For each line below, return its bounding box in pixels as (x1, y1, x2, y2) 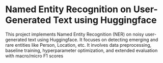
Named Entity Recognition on (5, 4, 131, 15)
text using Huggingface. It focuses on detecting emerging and (28, 37, 158, 43)
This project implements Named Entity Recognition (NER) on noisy (5, 31, 144, 37)
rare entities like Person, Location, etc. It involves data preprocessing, (5, 42, 152, 48)
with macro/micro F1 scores (5, 52, 64, 59)
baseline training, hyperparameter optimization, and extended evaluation (5, 47, 158, 53)
